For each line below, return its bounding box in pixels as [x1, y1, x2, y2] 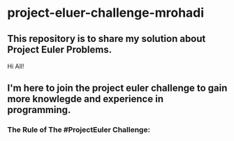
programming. [7, 104, 71, 116]
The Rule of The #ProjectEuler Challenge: [7, 125, 151, 135]
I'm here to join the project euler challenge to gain [7, 82, 228, 94]
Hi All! [7, 62, 24, 70]
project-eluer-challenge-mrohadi [7, 5, 205, 21]
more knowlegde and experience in [7, 93, 164, 105]
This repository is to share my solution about [7, 33, 206, 45]
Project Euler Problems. [7, 43, 112, 55]
